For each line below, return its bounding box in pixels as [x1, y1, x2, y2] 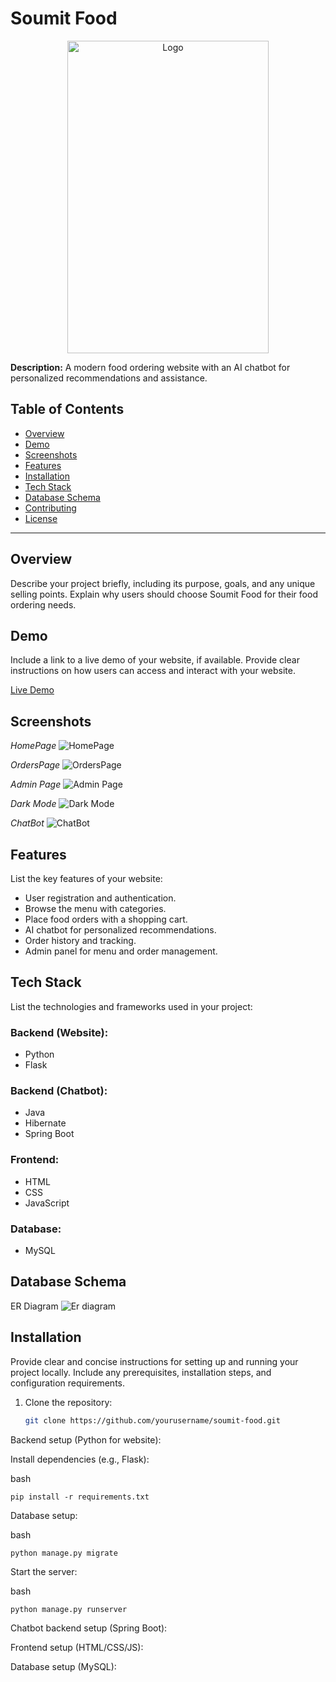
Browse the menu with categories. [24, 903, 167, 914]
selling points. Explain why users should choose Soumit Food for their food [10, 588, 318, 600]
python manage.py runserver [10, 1604, 128, 1614]
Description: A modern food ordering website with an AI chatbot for [10, 361, 291, 373]
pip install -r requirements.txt [10, 1492, 150, 1502]
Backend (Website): [10, 1025, 109, 1039]
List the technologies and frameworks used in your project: [10, 1000, 253, 1012]
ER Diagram [10, 1300, 59, 1312]
